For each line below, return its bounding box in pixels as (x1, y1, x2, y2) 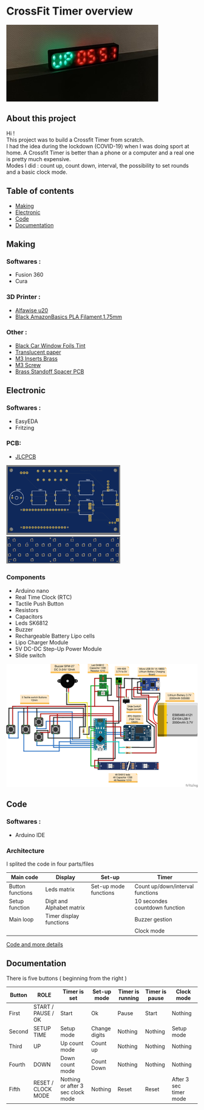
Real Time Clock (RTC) (15, 593, 72, 601)
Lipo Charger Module (15, 638, 69, 646)
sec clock (60, 1089, 85, 1096)
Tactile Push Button (15, 600, 64, 607)
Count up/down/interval (134, 883, 194, 890)
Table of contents (6, 186, 74, 196)
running (118, 995, 140, 1002)
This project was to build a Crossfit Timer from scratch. (6, 136, 144, 143)
